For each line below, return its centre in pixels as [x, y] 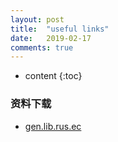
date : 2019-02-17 [51, 38]
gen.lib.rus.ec [53, 126]
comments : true [42, 47]
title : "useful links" [60, 29]
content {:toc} [53, 76]
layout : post [37, 19]
